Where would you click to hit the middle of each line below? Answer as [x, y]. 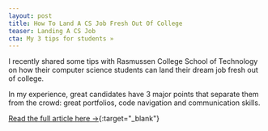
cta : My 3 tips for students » [61, 38]
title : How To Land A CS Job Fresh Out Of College [96, 23]
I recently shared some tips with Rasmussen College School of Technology [133, 61]
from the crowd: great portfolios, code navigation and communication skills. [134, 103]
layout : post [30, 16]
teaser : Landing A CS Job [52, 31]
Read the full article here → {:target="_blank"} [84, 119]
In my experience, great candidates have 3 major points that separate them [134, 95]
